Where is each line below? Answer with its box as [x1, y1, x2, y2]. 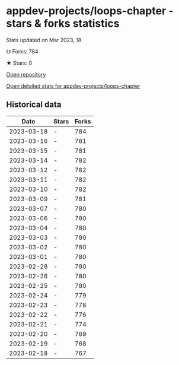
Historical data [6, 100, 62, 110]
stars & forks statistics [6, 17, 120, 30]
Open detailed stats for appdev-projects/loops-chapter [6, 82, 140, 90]
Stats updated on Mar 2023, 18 [6, 36, 82, 43]
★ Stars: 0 [6, 59, 33, 66]
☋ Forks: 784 [6, 47, 39, 55]
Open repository [6, 71, 46, 78]
